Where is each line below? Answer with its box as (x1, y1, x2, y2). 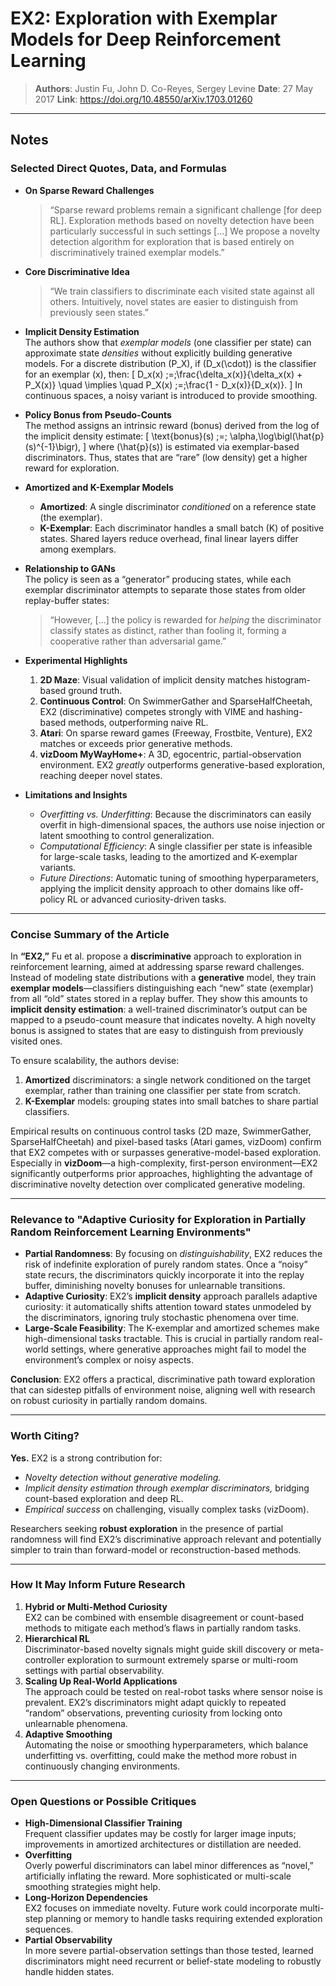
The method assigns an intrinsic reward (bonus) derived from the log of (24, 419, 320, 431)
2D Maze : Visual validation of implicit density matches (39, 673, 263, 686)
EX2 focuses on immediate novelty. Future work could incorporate (24, 1902, 298, 1914)
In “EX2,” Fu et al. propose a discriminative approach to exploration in (10, 950, 302, 962)
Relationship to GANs (24, 562, 116, 574)
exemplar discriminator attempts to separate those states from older (24, 583, 306, 596)
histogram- (264, 673, 311, 686)
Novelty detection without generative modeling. (24, 1471, 222, 1483)
